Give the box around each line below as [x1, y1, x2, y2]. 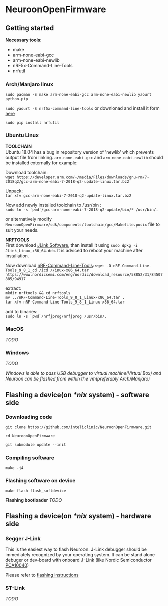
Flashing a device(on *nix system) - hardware [5, 512, 152, 520]
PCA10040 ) [5, 562, 29, 568]
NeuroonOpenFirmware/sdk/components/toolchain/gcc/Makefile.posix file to [5, 221, 160, 228]
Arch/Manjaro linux [5, 81, 54, 88]
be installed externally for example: [5, 160, 78, 166]
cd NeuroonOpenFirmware [5, 433, 55, 438]
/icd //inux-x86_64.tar [39, 268, 89, 273]
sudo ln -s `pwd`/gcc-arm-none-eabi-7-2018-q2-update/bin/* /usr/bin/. [5, 207, 158, 212]
